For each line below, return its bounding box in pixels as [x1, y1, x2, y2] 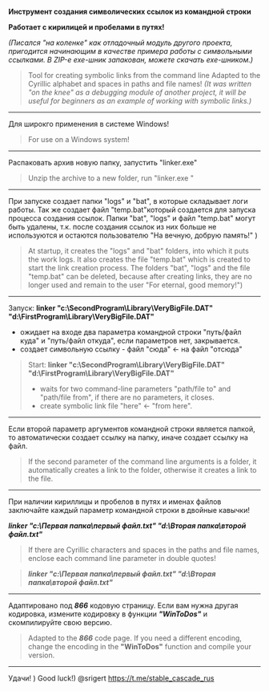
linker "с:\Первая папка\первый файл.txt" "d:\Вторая [27, 569, 216, 579]
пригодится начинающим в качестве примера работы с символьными [8, 47, 252, 55]
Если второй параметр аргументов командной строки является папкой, [8, 425, 256, 433]
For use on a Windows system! [27, 135, 130, 144]
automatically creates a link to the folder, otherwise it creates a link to [27, 465, 257, 474]
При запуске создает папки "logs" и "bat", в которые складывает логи [8, 197, 248, 205]
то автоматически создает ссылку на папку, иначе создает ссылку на [8, 433, 248, 442]
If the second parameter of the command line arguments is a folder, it [27, 457, 257, 466]
